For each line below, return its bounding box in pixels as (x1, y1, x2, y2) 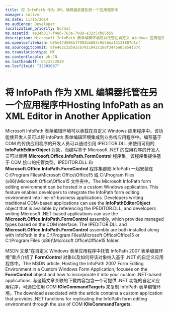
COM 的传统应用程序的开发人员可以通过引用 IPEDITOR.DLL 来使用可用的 (5, 141, 155, 147)
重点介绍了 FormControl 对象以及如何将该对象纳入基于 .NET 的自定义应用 (12, 254, 164, 260)
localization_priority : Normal (5, 26, 71, 31)
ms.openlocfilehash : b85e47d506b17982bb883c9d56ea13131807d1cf (5, 40, 141, 45)
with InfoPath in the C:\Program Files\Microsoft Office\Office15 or (5, 232, 140, 238)
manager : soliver (5, 12, 42, 17)
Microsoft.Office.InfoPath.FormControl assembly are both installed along (5, 227, 159, 233)
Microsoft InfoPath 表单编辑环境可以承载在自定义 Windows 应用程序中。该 (5, 128, 159, 134)
